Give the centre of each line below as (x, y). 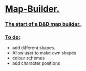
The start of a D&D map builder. (43, 24)
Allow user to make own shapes (44, 53)
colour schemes (28, 58)
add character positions (36, 63)
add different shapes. (33, 48)
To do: (13, 37)
